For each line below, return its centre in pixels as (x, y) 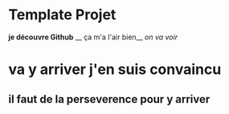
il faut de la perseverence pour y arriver (109, 99)
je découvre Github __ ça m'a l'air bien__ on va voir (93, 37)
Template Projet (62, 15)
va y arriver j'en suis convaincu (115, 69)
